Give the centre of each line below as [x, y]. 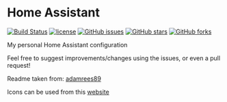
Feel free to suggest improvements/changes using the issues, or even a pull [114, 58]
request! [19, 65]
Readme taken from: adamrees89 [54, 78]
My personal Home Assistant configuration [67, 44]
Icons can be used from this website [58, 92]
